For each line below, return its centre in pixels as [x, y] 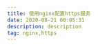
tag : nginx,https [32, 33]
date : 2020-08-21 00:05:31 [46, 20]
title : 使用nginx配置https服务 [49, 13]
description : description [44, 26]
